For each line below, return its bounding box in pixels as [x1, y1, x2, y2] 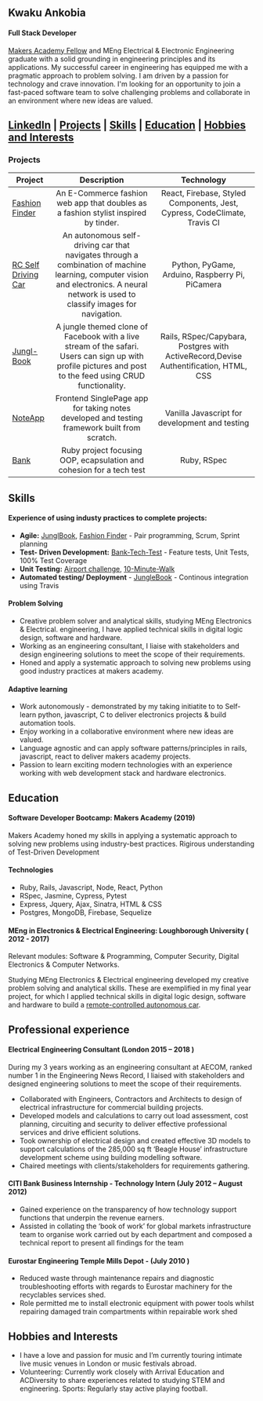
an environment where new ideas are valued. [8, 96, 153, 105]
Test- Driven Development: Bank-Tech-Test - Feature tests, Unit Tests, [19, 547, 250, 557]
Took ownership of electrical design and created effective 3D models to [19, 1136, 251, 1145]
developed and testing [60, 412, 143, 423]
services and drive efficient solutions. [19, 1127, 141, 1137]
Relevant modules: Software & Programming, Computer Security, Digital [8, 952, 240, 961]
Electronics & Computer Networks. [8, 960, 120, 969]
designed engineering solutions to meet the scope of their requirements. [8, 1079, 242, 1088]
